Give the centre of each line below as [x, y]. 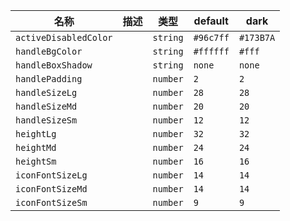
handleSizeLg [46, 92]
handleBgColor [49, 51]
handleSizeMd [46, 106]
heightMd [36, 147]
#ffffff [211, 51]
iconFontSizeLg [51, 175]
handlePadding [49, 79]
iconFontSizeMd [51, 189]
